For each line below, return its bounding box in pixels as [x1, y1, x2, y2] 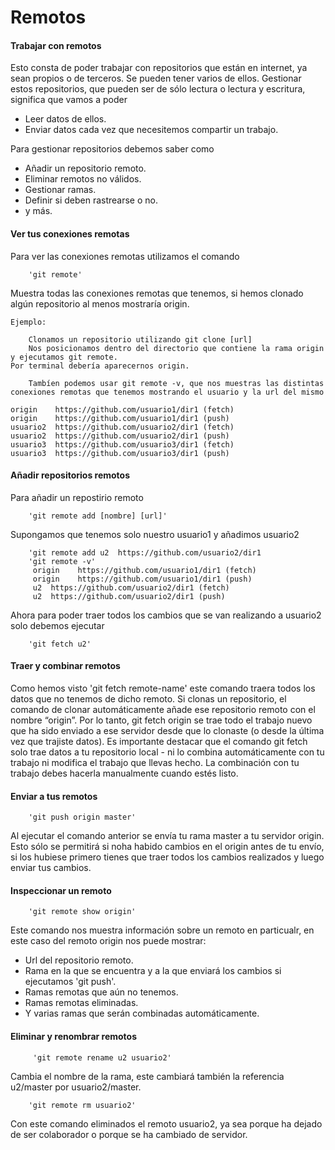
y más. [24, 205, 53, 217]
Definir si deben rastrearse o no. [24, 194, 158, 206]
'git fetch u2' [28, 639, 92, 649]
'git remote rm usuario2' [28, 1100, 137, 1110]
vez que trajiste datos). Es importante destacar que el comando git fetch [10, 736, 308, 747]
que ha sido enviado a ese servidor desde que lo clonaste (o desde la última [10, 725, 325, 736]
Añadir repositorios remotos [10, 469, 131, 481]
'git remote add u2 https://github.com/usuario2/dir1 [28, 547, 262, 558]
